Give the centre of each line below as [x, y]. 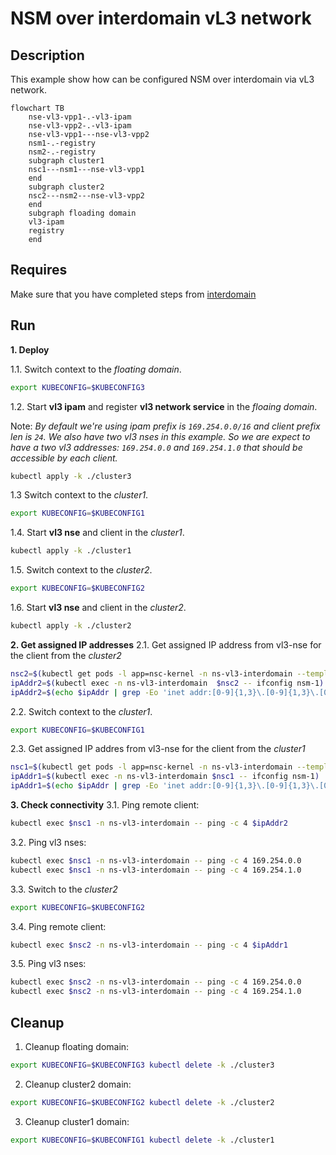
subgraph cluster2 [66, 187]
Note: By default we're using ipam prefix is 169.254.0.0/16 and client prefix [165, 426]
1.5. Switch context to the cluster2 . [81, 570]
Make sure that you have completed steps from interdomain [133, 294]
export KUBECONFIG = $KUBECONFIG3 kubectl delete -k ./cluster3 [142, 1065]
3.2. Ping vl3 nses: [48, 842]
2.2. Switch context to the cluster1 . [81, 711]
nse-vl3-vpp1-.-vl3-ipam [80, 117]
